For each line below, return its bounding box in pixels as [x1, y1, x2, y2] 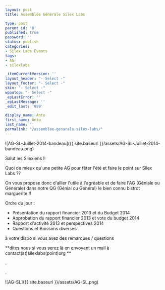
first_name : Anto [5, 117, 41, 122]
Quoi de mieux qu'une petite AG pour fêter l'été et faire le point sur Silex [5, 165, 152, 171]
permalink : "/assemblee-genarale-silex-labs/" [5, 127, 103, 132]
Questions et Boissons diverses [12, 225, 77, 231]
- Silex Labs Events [5, 48, 48, 54]
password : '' [5, 35, 32, 40]
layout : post [5, 7, 32, 12]
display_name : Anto [5, 113, 46, 118]
